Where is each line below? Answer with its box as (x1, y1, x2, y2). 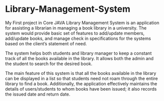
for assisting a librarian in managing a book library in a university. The (5, 25, 147, 31)
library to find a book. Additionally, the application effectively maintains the (5, 80, 157, 87)
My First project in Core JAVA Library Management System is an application (5, 20, 160, 26)
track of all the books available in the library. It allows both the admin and (5, 55, 154, 61)
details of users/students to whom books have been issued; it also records (5, 86, 157, 92)
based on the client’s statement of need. (5, 40, 87, 46)
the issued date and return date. (5, 91, 71, 97)
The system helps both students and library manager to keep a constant (5, 50, 152, 56)
